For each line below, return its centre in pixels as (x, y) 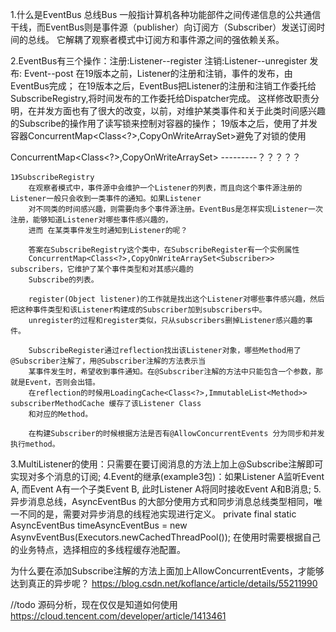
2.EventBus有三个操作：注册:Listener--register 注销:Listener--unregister (159, 61)
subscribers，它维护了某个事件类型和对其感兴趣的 (102, 269)
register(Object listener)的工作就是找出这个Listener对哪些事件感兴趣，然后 (176, 299)
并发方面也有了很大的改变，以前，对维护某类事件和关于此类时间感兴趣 (181, 111)
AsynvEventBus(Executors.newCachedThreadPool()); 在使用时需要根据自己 (165, 537)
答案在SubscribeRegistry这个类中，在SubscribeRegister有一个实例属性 (164, 250)
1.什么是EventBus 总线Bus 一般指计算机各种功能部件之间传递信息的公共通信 (166, 14)
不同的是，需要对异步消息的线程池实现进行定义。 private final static (157, 514)
